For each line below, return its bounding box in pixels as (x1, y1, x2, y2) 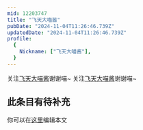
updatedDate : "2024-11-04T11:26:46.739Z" (7, 29, 127, 36)
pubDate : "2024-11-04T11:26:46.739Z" (7, 23, 115, 29)
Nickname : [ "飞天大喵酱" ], (19, 49, 91, 55)
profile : (7, 36, 32, 42)
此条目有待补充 (7, 96, 70, 108)
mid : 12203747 (7, 10, 48, 17)
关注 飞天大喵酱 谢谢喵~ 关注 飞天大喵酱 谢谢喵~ (7, 74, 137, 82)
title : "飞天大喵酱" (7, 16, 60, 23)
